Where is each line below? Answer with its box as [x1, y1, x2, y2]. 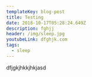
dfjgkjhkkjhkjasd [6, 64, 46, 71]
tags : [6, 42, 20, 48]
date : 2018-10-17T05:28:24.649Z [6, 20, 86, 26]
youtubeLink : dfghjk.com [6, 36, 68, 42]
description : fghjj [6, 25, 55, 32]
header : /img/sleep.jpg [6, 31, 65, 37]
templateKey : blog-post [6, 8, 65, 15]
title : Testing [6, 14, 44, 20]
